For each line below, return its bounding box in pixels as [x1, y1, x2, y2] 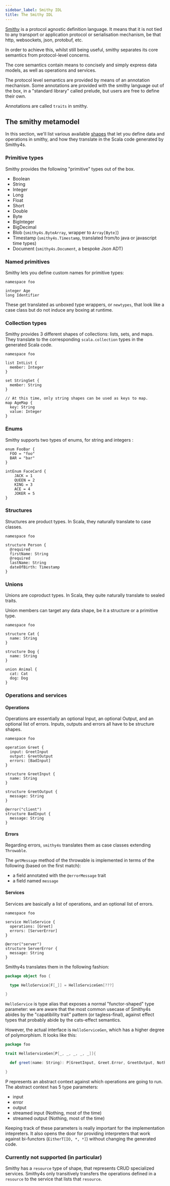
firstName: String [10, 551, 49, 557]
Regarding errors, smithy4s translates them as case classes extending [5, 842, 151, 848]
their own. [5, 93, 26, 99]
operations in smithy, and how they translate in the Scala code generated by [5, 136, 164, 142]
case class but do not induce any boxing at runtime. [5, 307, 113, 313]
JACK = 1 [14, 473, 33, 478]
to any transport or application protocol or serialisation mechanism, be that [5, 31, 161, 37]
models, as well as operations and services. [5, 67, 97, 73]
